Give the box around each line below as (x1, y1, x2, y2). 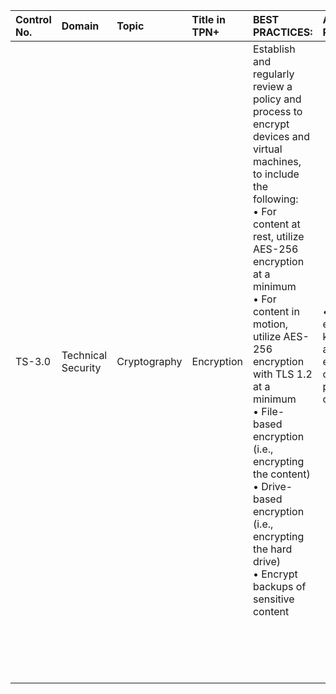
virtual (252, 142, 283, 156)
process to (252, 105, 303, 118)
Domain (61, 19, 100, 33)
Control (15, 13, 52, 26)
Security (61, 361, 102, 374)
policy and (252, 92, 302, 106)
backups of (252, 580, 307, 593)
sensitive (252, 592, 295, 606)
